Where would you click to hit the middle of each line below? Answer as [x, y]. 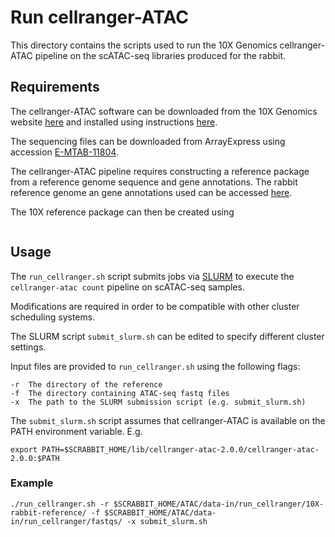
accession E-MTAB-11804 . [64, 152]
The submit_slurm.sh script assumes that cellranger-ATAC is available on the [168, 420]
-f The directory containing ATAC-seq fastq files [120, 393]
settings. [28, 347]
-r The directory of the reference [86, 384]
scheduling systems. [53, 317]
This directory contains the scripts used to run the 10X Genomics [144, 45]
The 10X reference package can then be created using [122, 212]
